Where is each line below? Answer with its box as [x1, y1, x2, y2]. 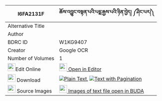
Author [7, 31, 24, 37]
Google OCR [59, 47, 88, 54]
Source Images [16, 88, 52, 94]
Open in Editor [68, 66, 102, 73]
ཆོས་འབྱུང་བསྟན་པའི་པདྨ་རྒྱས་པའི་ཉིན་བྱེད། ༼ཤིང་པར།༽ [59, 8, 155, 15]
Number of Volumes [7, 55, 55, 62]
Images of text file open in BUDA [68, 88, 144, 94]
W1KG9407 [59, 39, 87, 45]
